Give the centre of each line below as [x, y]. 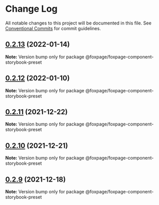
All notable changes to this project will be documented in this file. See [78, 23]
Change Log [31, 9]
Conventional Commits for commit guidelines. [53, 28]
